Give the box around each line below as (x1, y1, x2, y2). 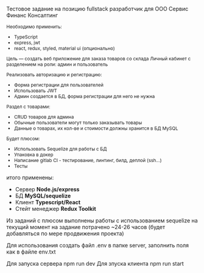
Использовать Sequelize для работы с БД (14, 146, 107, 152)
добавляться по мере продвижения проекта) (6, 230, 124, 237)
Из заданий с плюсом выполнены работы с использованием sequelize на (6, 217, 198, 224)
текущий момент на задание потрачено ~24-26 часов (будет (6, 224, 166, 230)
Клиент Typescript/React (15, 199, 81, 206)
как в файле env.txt (6, 248, 56, 255)
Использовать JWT (14, 88, 58, 94)
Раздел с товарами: (6, 104, 51, 110)
